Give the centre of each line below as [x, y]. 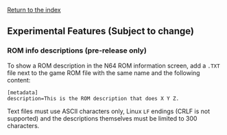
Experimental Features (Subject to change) [100, 31]
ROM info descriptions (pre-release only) [77, 50]
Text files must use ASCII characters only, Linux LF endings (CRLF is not [109, 111]
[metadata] [23, 92]
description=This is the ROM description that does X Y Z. [93, 98]
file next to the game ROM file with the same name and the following [104, 73]
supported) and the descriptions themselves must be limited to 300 [102, 118]
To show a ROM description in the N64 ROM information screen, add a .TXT [114, 65]
